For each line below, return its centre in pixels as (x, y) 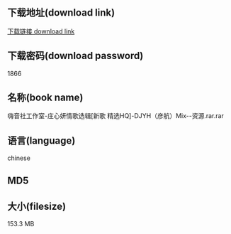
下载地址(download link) (61, 13)
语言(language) (41, 140)
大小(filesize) (36, 207)
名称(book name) (45, 98)
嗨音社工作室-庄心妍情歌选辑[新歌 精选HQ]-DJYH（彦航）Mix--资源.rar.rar (116, 116)
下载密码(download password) (75, 56)
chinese (19, 158)
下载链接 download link (41, 31)
